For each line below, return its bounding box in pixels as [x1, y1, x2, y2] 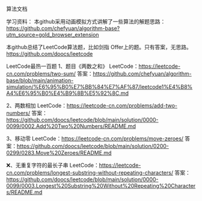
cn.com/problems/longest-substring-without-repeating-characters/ [6, 169, 173, 176]
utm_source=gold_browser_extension [6, 31, 99, 38]
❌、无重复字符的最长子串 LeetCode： [6, 161, 99, 169]
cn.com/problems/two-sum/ [6, 70, 76, 77]
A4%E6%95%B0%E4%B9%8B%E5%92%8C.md [6, 89, 129, 97]
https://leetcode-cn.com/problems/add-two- [66, 102, 178, 109]
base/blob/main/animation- [6, 77, 74, 84]
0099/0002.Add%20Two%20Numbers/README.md [6, 122, 136, 130]
